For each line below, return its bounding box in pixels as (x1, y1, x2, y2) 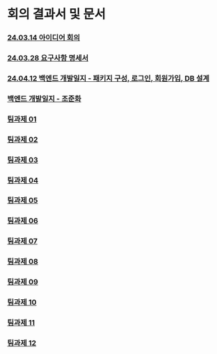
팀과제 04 (7, 175, 39, 185)
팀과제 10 (7, 298, 37, 307)
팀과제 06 (7, 216, 38, 226)
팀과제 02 (7, 135, 38, 144)
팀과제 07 (7, 237, 38, 246)
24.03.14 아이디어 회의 (7, 33, 80, 42)
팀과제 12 (7, 338, 37, 348)
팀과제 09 (7, 277, 38, 287)
